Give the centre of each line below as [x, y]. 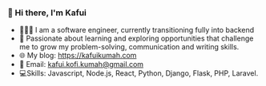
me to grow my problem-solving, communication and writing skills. [129, 47]
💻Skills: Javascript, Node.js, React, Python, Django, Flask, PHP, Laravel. [139, 73]
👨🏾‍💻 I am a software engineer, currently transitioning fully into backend [137, 30]
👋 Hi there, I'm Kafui [47, 13]
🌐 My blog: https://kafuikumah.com [78, 56]
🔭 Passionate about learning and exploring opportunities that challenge [136, 38]
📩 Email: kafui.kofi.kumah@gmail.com [81, 64]
